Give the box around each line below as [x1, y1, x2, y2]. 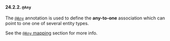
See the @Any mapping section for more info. [5, 30, 98, 36]
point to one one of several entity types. [5, 20, 89, 26]
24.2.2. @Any [5, 4, 32, 10]
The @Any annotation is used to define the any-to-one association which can [5, 15, 165, 21]
